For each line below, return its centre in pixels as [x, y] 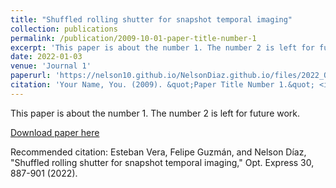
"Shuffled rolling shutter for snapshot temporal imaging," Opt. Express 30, [162, 162]
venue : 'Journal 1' [51, 66]
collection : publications [64, 29]
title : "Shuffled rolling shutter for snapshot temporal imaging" [151, 19]
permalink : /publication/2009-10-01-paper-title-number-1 [133, 38]
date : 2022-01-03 [46, 57]
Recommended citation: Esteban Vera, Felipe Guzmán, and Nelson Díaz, [158, 152]
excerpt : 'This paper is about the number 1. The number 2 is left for [162, 47]
